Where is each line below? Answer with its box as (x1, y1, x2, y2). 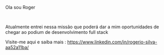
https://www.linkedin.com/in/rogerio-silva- (67, 39, 157, 45)
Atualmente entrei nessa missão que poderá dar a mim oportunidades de (5, 24, 159, 30)
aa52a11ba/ (5, 44, 29, 50)
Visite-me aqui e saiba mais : (5, 39, 67, 45)
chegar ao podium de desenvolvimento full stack (5, 29, 109, 35)
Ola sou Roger (5, 5, 36, 10)
